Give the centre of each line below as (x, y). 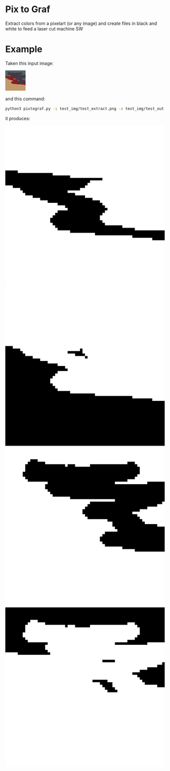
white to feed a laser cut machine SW (44, 28)
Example (24, 49)
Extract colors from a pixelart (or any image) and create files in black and (81, 23)
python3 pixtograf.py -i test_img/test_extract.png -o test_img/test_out (85, 108)
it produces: (18, 118)
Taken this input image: (30, 63)
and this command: (25, 99)
